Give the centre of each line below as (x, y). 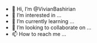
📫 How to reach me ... (39, 34)
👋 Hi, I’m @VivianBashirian (44, 9)
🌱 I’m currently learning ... (43, 21)
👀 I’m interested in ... (36, 15)
